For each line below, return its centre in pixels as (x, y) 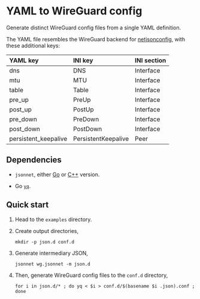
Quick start (28, 205)
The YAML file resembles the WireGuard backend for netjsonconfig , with (96, 39)
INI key (83, 60)
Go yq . (23, 186)
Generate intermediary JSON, (51, 253)
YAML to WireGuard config (74, 11)
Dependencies (34, 160)
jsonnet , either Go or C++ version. (57, 174)
